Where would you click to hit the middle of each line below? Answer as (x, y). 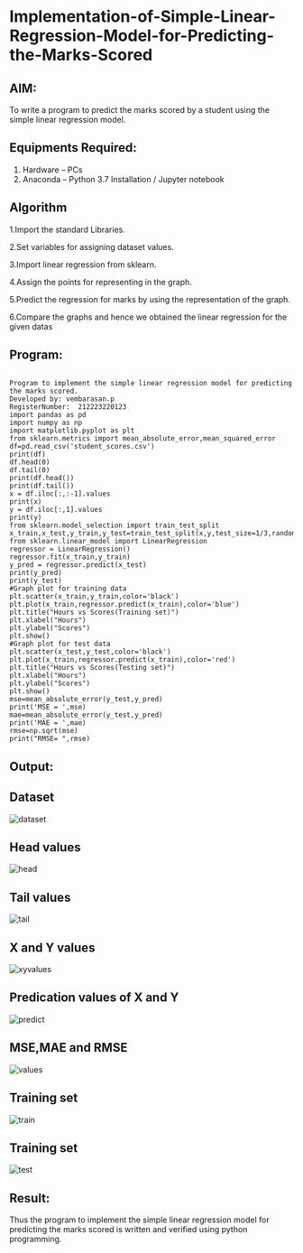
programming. (36, 1239)
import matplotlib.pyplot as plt (72, 431)
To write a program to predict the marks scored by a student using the (140, 110)
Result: (30, 1198)
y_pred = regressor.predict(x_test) (78, 565)
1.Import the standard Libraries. (68, 229)
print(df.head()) (42, 478)
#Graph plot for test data (60, 644)
